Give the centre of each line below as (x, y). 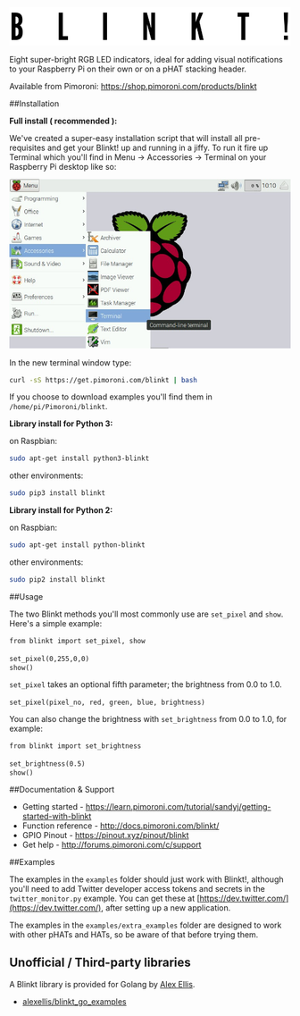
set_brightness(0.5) (48, 764)
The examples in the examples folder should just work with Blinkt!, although (146, 879)
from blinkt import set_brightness (75, 746)
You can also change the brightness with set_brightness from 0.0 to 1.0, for (148, 718)
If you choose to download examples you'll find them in (111, 397)
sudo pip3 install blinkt (57, 493)
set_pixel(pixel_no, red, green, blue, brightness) (107, 702)
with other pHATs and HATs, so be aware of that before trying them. (134, 934)
